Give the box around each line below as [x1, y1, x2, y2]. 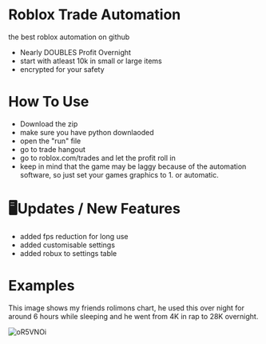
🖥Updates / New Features [8, 200, 181, 218]
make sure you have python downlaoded [19, 127, 154, 137]
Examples [8, 277, 75, 294]
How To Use [8, 93, 89, 111]
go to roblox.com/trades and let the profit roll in [19, 153, 176, 162]
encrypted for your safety [19, 64, 105, 74]
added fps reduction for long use [19, 231, 129, 241]
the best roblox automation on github [8, 32, 130, 42]
